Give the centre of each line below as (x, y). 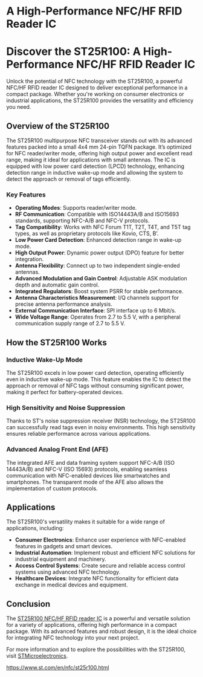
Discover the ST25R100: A (73, 52)
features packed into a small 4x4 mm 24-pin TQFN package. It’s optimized (99, 147)
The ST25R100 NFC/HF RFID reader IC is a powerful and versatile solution (98, 618)
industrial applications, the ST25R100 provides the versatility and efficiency (100, 100)
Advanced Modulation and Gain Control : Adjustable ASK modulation (101, 279)
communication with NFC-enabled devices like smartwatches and (88, 475)
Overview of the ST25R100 (58, 126)
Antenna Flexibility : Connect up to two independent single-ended (97, 266)
